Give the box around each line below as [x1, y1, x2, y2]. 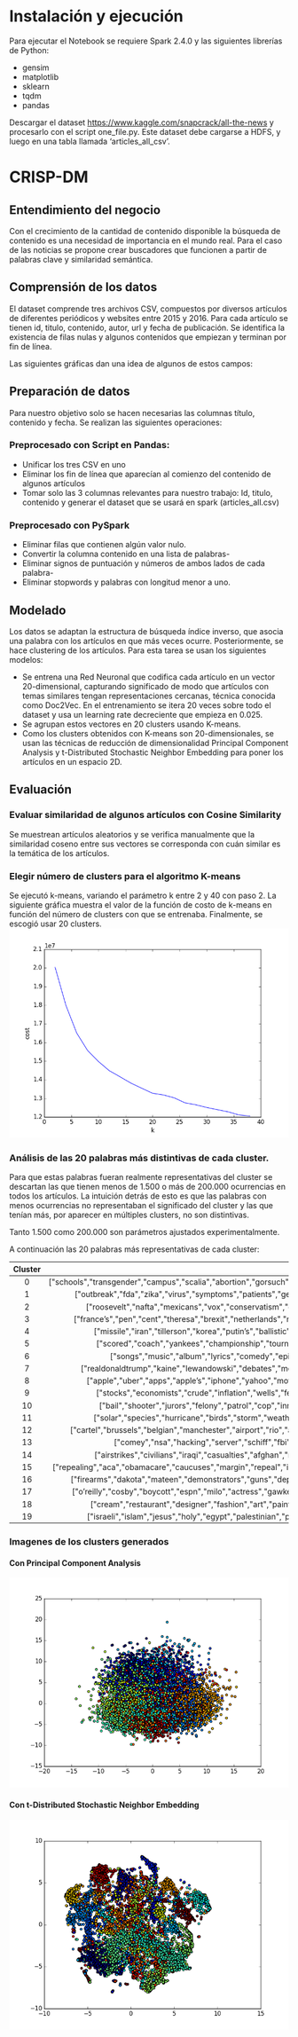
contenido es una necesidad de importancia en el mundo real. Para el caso [9, 235, 283, 246]
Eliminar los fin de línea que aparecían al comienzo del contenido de [21, 468, 271, 479]
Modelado [9, 602, 67, 617]
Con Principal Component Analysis [9, 1557, 142, 1568]
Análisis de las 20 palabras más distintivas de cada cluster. [9, 1152, 270, 1164]
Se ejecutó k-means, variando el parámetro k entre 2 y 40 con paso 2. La [9, 890, 277, 901]
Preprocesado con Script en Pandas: [9, 439, 170, 452]
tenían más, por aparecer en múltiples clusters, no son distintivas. [9, 1209, 250, 1221]
